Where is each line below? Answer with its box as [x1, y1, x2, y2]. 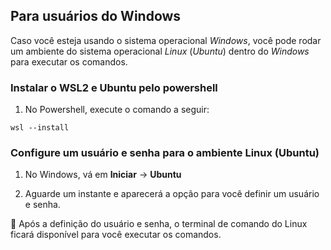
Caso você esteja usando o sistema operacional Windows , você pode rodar [10, 34, 322, 46]
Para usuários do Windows [10, 8, 182, 25]
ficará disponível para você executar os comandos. [10, 229, 222, 241]
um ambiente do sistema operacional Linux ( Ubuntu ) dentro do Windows [10, 45, 310, 57]
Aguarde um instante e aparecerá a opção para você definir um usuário [24, 188, 320, 200]
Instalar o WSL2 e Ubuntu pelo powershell [10, 80, 218, 94]
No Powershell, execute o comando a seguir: [24, 104, 210, 116]
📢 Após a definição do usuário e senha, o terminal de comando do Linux [10, 218, 308, 230]
